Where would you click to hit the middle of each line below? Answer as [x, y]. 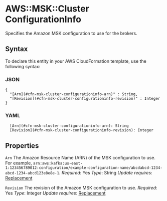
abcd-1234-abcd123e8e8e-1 [32, 173]
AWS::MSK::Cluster [47, 9]
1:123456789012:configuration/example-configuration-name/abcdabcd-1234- [84, 168]
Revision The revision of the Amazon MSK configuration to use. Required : [81, 188]
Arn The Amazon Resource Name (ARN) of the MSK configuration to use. [80, 158]
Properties [22, 146]
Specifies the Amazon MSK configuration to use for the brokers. [71, 33]
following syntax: [23, 66]
